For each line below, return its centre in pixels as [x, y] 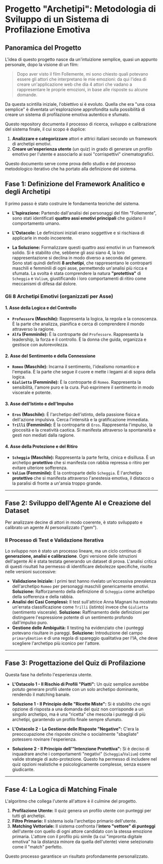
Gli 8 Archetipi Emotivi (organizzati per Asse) [59, 296]
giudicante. [23, 769]
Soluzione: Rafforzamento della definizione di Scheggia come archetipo [83, 591]
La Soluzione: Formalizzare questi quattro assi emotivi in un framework [83, 247]
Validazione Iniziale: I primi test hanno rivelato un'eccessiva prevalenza [84, 581]
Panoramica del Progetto [43, 48]
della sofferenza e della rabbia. [43, 596]
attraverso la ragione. [33, 329]
